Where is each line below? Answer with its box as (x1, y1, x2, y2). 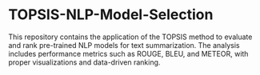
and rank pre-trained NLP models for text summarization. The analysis (8, 40, 240, 49)
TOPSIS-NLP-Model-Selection (8, 6, 214, 24)
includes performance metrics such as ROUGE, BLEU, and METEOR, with (8, 49, 249, 58)
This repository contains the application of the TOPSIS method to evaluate (8, 32, 253, 41)
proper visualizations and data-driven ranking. (8, 57, 161, 67)
